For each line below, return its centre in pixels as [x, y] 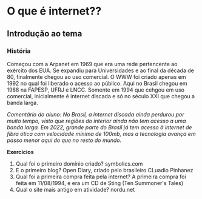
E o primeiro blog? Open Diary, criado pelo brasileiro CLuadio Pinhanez [104, 170]
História [19, 51]
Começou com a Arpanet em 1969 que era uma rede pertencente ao [92, 64]
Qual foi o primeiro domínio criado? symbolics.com [79, 164]
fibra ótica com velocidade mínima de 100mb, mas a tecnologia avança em [101, 133]
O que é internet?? [54, 11]
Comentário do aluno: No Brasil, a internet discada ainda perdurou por [96, 114]
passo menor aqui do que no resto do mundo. [64, 140]
